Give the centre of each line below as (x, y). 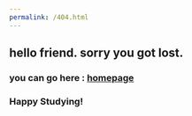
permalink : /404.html (49, 17)
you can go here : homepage (72, 77)
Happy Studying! (46, 101)
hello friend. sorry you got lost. (96, 53)
